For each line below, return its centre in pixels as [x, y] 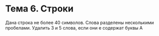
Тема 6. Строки [39, 9]
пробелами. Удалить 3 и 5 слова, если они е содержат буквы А [74, 27]
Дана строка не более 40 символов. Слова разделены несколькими [80, 22]
